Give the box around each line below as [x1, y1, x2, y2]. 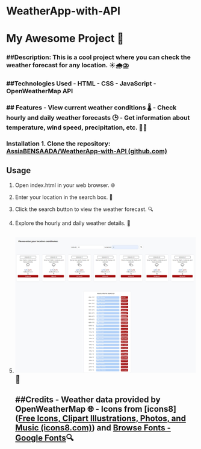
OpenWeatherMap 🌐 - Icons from [14, 404, 143, 414]
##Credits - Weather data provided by [14, 395, 161, 405]
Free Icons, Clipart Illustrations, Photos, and [17, 414, 187, 424]
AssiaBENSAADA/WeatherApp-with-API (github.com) [6, 147, 167, 156]
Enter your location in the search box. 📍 [14, 194, 113, 201]
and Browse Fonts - [96, 423, 172, 433]
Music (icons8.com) [14, 423, 92, 433]
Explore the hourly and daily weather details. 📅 [14, 219, 131, 227]
